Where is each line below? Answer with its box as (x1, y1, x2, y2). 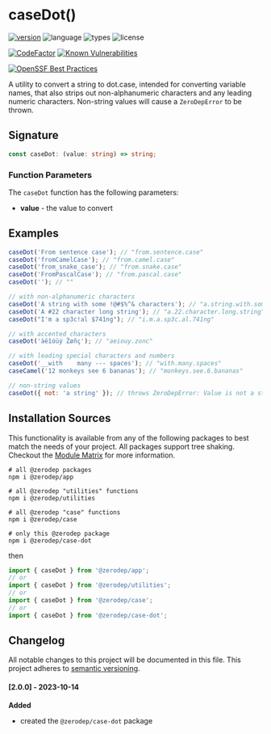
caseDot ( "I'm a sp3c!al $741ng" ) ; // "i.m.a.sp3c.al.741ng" (8, 315, 215, 323)
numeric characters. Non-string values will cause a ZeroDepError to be (8, 96, 242, 106)
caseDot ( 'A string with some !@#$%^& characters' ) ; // (8, 300, 197, 308)
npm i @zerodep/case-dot (8, 536, 92, 545)
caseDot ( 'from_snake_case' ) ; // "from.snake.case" (8, 263, 182, 272)
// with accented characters (8, 330, 106, 338)
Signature (8, 129, 59, 142)
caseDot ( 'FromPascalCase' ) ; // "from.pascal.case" (8, 271, 182, 279)
